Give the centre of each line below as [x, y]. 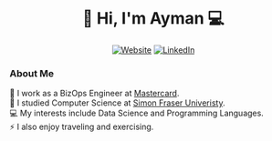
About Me [32, 73]
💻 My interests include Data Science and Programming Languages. [137, 113]
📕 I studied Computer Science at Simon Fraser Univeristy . [117, 103]
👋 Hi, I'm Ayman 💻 [153, 19]
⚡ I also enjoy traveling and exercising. [82, 127]
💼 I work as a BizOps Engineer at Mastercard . [94, 94]
